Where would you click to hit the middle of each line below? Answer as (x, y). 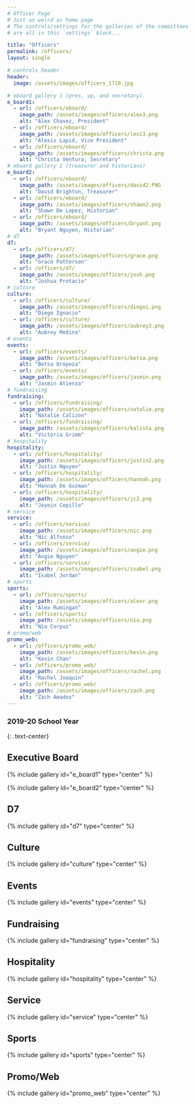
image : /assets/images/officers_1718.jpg (73, 83)
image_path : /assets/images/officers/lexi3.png (89, 134)
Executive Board (43, 758)
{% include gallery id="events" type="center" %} (77, 902)
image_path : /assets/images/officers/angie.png (89, 550)
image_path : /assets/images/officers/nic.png (86, 531)
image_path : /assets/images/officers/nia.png (86, 620)
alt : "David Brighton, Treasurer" (69, 191)
